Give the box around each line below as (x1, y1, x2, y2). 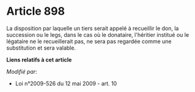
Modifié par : (6, 67, 38, 75)
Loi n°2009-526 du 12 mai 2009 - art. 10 (15, 80, 117, 87)
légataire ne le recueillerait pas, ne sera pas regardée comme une (6, 37, 172, 45)
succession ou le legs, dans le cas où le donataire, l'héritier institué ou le (6, 31, 189, 38)
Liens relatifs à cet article (6, 56, 72, 63)
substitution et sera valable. (6, 44, 76, 52)
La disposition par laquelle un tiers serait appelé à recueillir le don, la (6, 25, 179, 32)
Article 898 (6, 4, 65, 18)
